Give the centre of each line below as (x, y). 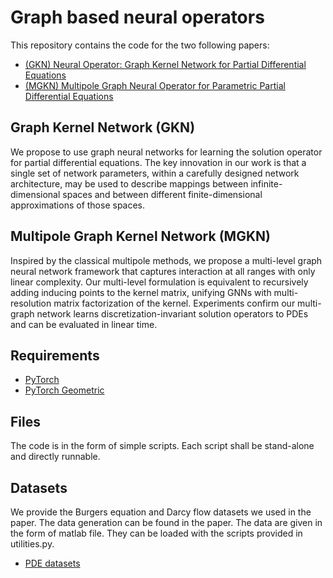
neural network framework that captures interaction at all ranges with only (163, 271)
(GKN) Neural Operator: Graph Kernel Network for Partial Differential (165, 64)
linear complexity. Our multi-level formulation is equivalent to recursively (159, 282)
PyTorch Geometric (64, 390)
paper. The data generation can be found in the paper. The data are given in (166, 522)
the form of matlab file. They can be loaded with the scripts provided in (156, 533)
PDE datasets (52, 563)
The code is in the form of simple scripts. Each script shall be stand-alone (162, 446)
